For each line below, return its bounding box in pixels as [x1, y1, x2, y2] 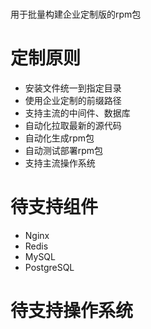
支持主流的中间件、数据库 [24, 107, 131, 119]
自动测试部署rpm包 [24, 145, 104, 157]
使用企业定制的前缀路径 [24, 95, 122, 107]
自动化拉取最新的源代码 [24, 120, 122, 132]
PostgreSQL [24, 262, 75, 274]
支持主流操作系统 [24, 157, 96, 169]
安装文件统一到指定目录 [24, 82, 122, 94]
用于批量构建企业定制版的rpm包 [10, 8, 142, 21]
